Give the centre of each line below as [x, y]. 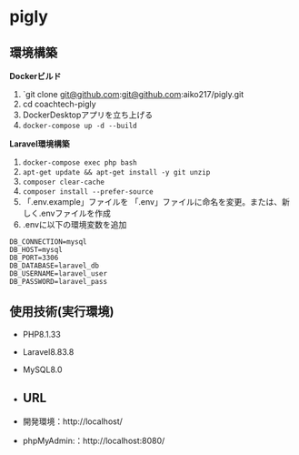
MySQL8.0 [42, 369]
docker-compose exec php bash [80, 163]
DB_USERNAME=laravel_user [58, 274]
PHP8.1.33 [41, 334]
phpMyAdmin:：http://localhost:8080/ [94, 440]
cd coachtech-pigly [60, 104]
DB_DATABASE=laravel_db [55, 266]
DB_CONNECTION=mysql [49, 242]
